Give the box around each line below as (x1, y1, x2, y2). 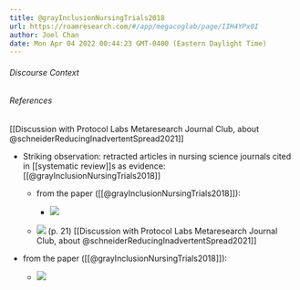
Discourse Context (9, 67, 79, 78)
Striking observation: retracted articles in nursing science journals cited (22, 151, 292, 162)
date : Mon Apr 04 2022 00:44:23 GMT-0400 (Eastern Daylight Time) (9, 38, 267, 48)
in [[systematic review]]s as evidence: (22, 161, 166, 171)
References (9, 95, 53, 106)
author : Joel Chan (9, 30, 79, 39)
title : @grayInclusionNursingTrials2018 (9, 13, 166, 23)
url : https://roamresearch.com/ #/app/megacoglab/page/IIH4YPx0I (9, 22, 259, 31)
